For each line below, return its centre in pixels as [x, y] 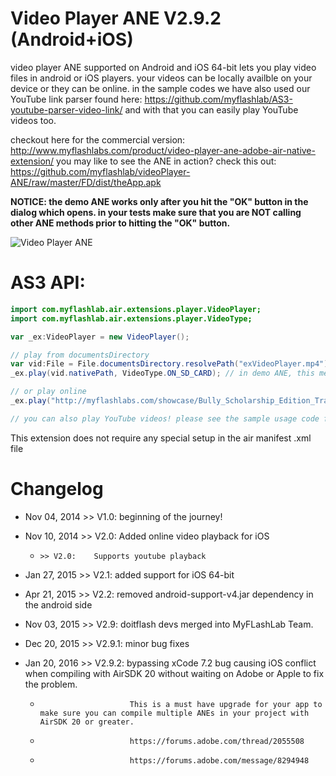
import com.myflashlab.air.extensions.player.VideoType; [131, 318]
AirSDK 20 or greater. [87, 722]
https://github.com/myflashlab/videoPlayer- [100, 171]
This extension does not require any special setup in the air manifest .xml [161, 438]
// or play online [48, 392]
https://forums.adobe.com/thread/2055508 [217, 741]
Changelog [57, 488]
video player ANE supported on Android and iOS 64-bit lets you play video [163, 67]
